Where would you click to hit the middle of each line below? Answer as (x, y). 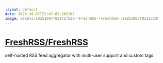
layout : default (21, 9)
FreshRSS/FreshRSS (47, 42)
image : (12, 18)
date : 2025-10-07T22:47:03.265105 (40, 14)
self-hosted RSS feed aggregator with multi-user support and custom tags (79, 55)
